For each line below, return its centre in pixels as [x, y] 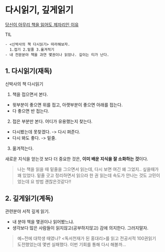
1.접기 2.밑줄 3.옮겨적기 [32, 50]
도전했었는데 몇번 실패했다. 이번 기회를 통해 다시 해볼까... [72, 244]
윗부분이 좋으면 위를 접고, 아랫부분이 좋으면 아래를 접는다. [67, 105]
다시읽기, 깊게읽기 [39, 10]
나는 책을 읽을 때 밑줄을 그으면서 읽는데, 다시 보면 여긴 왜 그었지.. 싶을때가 [88, 169]
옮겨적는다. [23, 148]
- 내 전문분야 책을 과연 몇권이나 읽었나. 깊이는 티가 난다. [57, 55]
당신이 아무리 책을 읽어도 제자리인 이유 [42, 25]
